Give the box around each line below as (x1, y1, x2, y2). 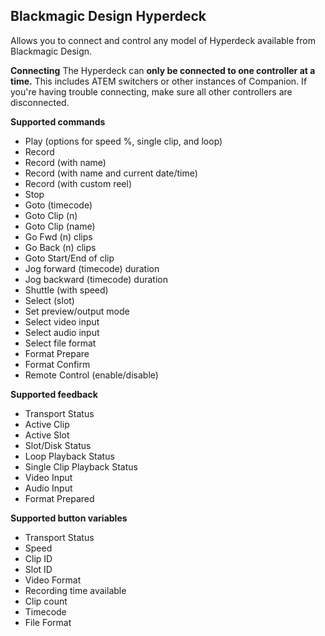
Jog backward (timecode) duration (24, 273, 168, 285)
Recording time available (24, 584, 127, 596)
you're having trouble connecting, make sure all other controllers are (10, 85, 293, 98)
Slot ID (24, 563, 53, 575)
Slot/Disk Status (24, 439, 92, 451)
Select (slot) (24, 294, 75, 306)
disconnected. (10, 96, 70, 108)
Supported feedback (10, 388, 98, 400)
